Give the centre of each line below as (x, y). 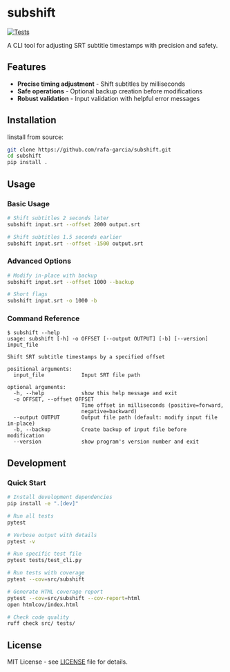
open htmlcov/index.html (43, 605)
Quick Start (27, 482)
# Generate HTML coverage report (55, 592)
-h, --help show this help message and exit (95, 393)
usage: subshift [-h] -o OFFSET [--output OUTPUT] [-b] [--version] (108, 339)
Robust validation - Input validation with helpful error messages (108, 98)
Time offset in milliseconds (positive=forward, (153, 406)
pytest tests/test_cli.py (44, 561)
